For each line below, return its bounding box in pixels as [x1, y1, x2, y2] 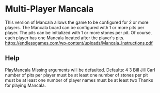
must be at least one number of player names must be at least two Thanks [5, 77, 154, 83]
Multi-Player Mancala [5, 3, 94, 15]
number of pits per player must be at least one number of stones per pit [5, 72, 148, 78]
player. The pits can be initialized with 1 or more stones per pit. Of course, [5, 30, 152, 35]
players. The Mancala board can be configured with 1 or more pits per [5, 24, 144, 30]
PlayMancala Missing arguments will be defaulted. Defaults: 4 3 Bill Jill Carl [5, 67, 155, 73]
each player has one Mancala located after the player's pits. [5, 35, 125, 41]
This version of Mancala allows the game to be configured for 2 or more [5, 19, 149, 25]
